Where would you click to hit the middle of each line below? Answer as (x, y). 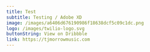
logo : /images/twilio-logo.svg (45, 28)
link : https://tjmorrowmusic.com (48, 39)
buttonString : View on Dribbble (47, 34)
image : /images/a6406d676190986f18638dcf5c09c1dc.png (75, 23)
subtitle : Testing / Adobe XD (44, 17)
